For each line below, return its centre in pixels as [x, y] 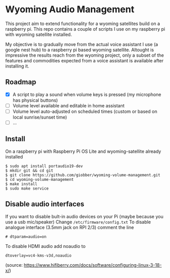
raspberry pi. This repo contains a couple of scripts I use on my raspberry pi [85, 29]
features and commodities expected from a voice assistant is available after [84, 60]
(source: [14, 265]
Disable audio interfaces [45, 204]
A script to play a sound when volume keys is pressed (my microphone [87, 94]
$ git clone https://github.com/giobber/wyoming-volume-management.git [83, 175]
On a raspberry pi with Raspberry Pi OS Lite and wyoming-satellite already [83, 151]
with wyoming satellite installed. [39, 34]
